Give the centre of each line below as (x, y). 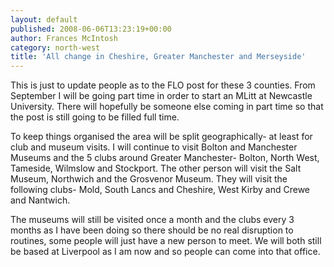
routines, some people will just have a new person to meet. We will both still (166, 241)
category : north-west (55, 47)
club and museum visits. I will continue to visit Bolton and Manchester (154, 147)
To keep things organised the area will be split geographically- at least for (161, 137)
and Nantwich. (40, 200)
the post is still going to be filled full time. (95, 117)
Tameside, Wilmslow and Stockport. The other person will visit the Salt (156, 168)
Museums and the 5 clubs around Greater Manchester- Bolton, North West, (165, 158)
